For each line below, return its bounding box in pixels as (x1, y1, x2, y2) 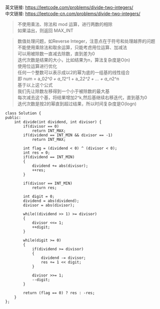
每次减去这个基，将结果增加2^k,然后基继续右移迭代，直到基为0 (17, 95, 147, 100)
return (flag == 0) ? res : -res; (23, 290, 95, 295)
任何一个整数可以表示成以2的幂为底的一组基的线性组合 (17, 70, 130, 75)
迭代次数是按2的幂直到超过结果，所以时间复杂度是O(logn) (17, 101, 136, 107)
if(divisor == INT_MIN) (23, 181, 72, 186)
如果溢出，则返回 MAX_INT (17, 28, 73, 34)
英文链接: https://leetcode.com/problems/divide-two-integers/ (5, 5, 133, 10)
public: (5, 115, 21, 120)
